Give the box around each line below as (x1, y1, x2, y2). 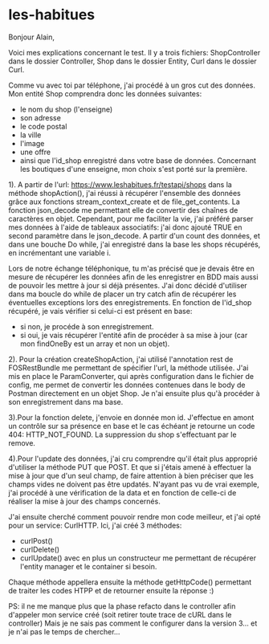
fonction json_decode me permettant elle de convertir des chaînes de (8, 205, 238, 214)
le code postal (19, 121, 67, 131)
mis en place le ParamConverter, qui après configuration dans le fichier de (8, 371, 255, 381)
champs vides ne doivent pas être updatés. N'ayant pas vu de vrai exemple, (8, 479, 259, 489)
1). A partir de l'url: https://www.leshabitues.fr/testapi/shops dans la (8, 179, 233, 190)
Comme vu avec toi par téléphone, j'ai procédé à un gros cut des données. (8, 80, 255, 90)
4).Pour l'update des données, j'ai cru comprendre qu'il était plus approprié (8, 454, 259, 463)
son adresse (19, 112, 62, 122)
